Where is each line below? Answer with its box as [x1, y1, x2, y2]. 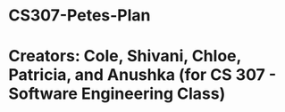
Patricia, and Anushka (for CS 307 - [8, 65, 277, 85]
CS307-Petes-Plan [8, 5, 151, 26]
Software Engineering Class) [8, 84, 226, 104]
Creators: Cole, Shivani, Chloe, [8, 46, 242, 67]
